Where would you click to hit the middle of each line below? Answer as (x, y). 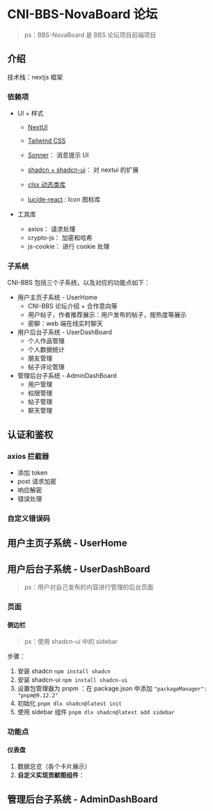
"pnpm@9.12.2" (38, 696)
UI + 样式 (30, 113)
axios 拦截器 (28, 456)
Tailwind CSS (47, 141)
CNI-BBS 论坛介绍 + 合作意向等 (72, 306)
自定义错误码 (29, 518)
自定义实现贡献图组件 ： (51, 775)
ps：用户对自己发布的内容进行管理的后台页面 (89, 587)
